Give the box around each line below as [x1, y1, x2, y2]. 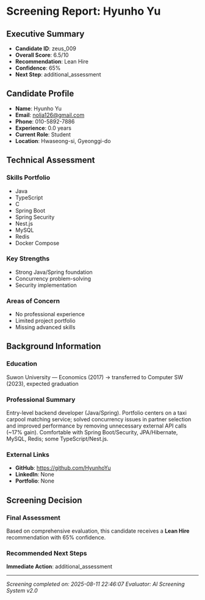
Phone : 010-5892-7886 [15, 117, 75, 125]
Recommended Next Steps [6, 549, 87, 557]
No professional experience [15, 311, 85, 318]
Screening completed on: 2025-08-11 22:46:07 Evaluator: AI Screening [6, 580, 185, 588]
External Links [6, 451, 50, 459]
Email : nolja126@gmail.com [15, 111, 85, 119]
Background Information [6, 341, 101, 352]
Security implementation [15, 281, 77, 289]
